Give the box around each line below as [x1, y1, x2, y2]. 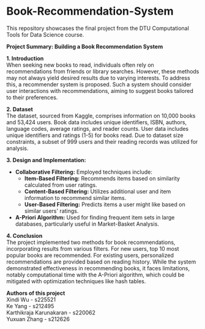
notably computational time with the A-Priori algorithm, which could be [6, 271, 185, 278]
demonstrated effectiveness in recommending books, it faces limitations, [6, 264, 190, 272]
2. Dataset [6, 105, 34, 113]
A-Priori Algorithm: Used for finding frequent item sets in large [15, 213, 175, 221]
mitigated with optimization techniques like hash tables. [6, 277, 146, 285]
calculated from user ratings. [24, 181, 97, 188]
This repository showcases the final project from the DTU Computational [6, 24, 190, 32]
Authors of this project [6, 289, 65, 297]
